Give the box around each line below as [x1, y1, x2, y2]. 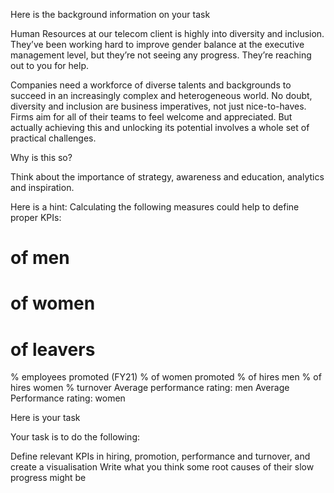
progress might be [10, 472, 87, 484]
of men [10, 247, 70, 269]
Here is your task [10, 412, 81, 424]
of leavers [10, 338, 96, 361]
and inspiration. [10, 182, 75, 193]
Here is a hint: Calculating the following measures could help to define [10, 201, 300, 213]
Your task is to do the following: [10, 431, 141, 443]
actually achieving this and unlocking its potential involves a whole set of [10, 122, 310, 133]
